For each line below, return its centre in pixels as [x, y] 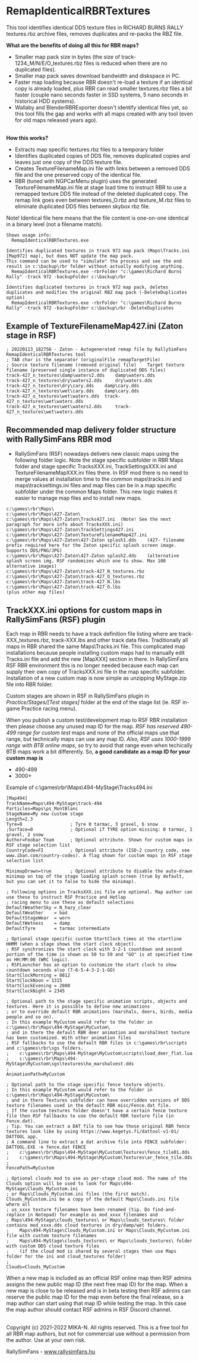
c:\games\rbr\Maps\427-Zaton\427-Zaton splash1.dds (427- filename [95, 540]
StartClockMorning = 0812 [38, 975]
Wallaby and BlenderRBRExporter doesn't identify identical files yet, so [101, 107]
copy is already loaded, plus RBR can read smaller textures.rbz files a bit [103, 88]
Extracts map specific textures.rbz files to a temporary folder [89, 149]
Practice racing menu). [49, 709]
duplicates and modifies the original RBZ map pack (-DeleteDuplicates [97, 292]
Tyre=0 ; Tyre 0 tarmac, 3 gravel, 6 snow [82, 825]
